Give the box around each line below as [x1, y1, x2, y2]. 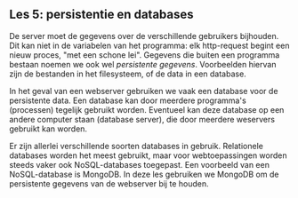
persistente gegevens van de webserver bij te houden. [9, 178, 209, 189]
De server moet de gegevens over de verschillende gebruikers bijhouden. [9, 30, 279, 41]
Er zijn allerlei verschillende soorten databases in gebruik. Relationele [9, 140, 264, 151]
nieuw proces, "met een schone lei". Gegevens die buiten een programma [9, 49, 280, 60]
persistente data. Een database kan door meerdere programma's [9, 95, 246, 106]
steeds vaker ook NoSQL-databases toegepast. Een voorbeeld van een [9, 159, 270, 170]
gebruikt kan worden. [9, 123, 87, 134]
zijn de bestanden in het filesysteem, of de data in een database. [9, 68, 246, 79]
